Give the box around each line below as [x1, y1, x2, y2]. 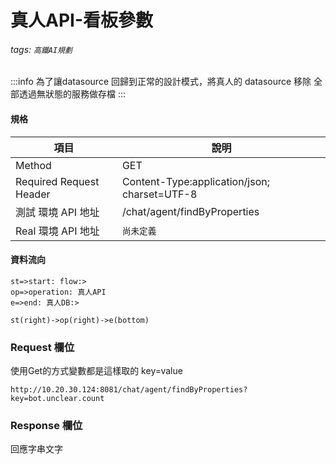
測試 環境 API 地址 [15, 205, 100, 219]
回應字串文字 [10, 443, 63, 455]
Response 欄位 [10, 419, 83, 433]
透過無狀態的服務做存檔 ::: [18, 88, 127, 100]
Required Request [15, 174, 100, 188]
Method [15, 158, 52, 172]
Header [15, 187, 51, 201]
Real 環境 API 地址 [15, 224, 100, 238]
